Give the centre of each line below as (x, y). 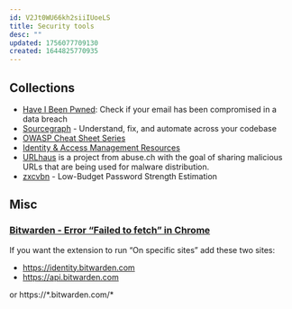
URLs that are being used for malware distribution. (116, 167)
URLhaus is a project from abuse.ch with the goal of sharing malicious (152, 157)
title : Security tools (52, 26)
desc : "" (26, 34)
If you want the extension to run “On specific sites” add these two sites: (142, 250)
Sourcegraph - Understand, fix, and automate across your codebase (150, 128)
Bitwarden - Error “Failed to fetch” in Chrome (110, 231)
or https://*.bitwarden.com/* (62, 295)
